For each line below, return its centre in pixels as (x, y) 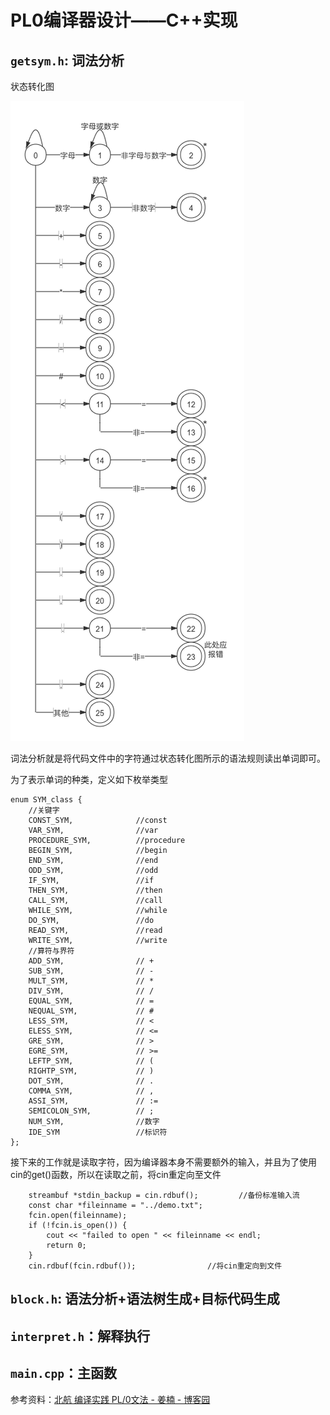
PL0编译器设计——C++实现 (124, 20)
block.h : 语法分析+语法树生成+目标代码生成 (145, 1299)
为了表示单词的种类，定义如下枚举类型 (89, 779)
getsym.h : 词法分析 (67, 60)
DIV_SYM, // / (91, 991)
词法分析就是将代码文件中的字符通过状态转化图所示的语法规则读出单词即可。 (168, 758)
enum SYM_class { (46, 800)
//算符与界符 (51, 951)
